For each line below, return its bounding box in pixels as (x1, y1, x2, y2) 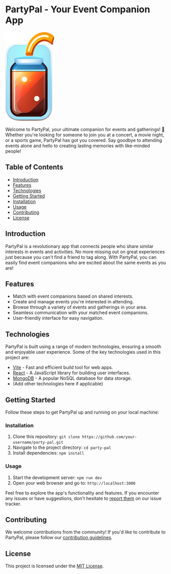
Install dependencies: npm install (12, 450, 84, 456)
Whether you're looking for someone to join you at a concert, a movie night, (5, 132, 164, 138)
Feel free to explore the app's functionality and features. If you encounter (5, 489, 159, 496)
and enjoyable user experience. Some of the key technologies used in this (5, 349, 161, 355)
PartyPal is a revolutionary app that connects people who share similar (5, 243, 154, 249)
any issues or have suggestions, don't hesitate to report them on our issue (5, 495, 162, 501)
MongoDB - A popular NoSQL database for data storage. (12, 375, 132, 381)
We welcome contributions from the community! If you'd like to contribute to (5, 529, 166, 535)
